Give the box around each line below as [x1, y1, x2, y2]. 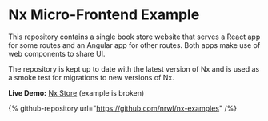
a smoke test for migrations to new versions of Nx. [8, 72, 174, 82]
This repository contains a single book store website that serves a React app [8, 32, 261, 41]
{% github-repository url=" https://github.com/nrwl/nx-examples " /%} [8, 103, 238, 113]
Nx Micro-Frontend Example [8, 6, 200, 24]
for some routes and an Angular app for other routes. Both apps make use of [8, 40, 261, 49]
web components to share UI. [8, 49, 106, 58]
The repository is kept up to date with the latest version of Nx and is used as [8, 64, 260, 73]
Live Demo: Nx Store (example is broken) [8, 88, 145, 97]
